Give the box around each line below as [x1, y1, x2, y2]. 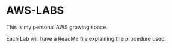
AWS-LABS [6, 4, 64, 17]
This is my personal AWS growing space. [6, 23, 108, 31]
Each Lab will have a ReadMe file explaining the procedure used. [6, 35, 167, 42]
